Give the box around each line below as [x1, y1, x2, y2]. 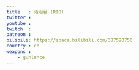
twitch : [6, 26, 32, 32]
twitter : [6, 15, 32, 21]
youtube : [6, 20, 32, 26]
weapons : [6, 49, 32, 55]
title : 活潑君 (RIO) [6, 9, 64, 15]
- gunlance [17, 54, 45, 60]
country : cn [6, 43, 40, 49]
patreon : [6, 32, 32, 38]
